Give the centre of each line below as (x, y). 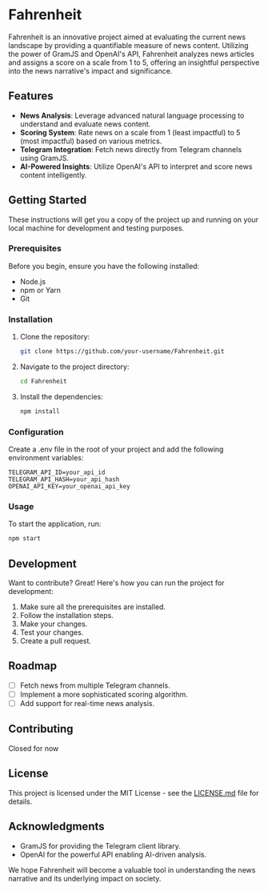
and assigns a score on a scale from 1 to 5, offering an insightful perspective (134, 62)
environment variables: (46, 458)
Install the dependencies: (62, 396)
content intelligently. (53, 175)
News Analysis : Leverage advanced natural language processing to (132, 115)
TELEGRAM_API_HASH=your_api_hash (64, 480)
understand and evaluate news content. (85, 124)
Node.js (33, 281)
